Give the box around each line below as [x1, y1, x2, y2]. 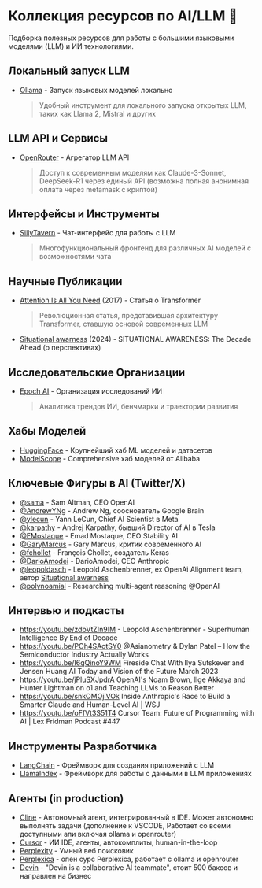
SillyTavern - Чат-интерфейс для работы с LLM [19, 228, 176, 238]
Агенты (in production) [8, 791, 124, 805]
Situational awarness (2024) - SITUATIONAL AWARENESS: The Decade [19, 335, 252, 344]
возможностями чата [39, 252, 112, 261]
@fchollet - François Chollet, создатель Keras [19, 547, 169, 557]
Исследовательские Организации [8, 365, 186, 379]
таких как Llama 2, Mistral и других [39, 109, 156, 118]
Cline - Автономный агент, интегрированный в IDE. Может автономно [19, 812, 254, 822]
